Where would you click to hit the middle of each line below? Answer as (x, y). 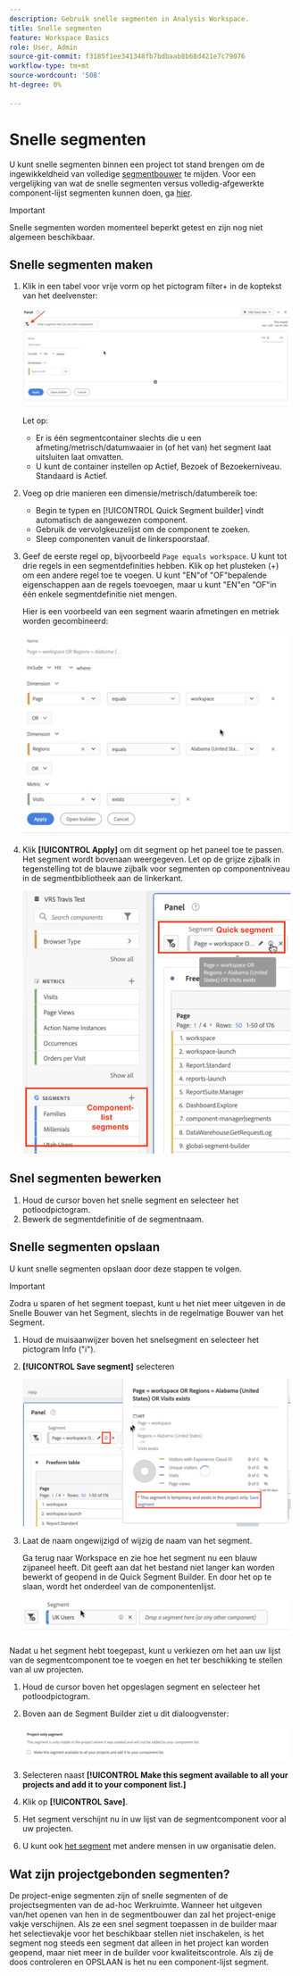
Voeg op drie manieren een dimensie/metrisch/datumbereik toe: (140, 493)
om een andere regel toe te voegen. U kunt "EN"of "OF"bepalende (145, 575)
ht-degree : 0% (36, 85)
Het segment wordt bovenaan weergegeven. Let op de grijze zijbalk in (151, 859)
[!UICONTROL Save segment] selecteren (98, 1366)
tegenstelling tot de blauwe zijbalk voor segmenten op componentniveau (156, 869)
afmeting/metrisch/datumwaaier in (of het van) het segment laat (153, 447)
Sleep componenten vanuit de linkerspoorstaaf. (122, 539)
